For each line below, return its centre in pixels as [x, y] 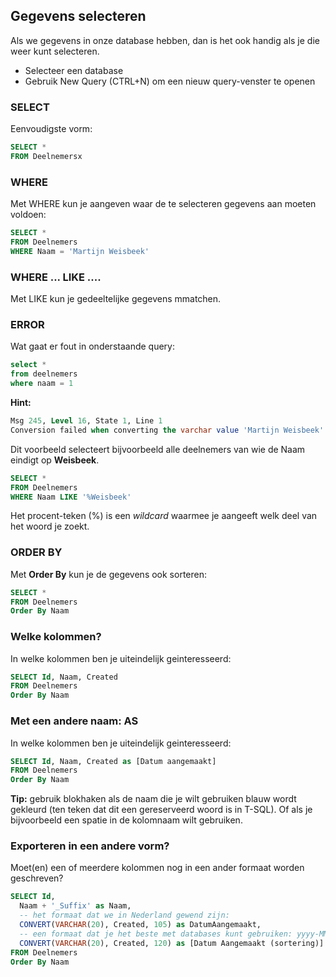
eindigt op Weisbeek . [55, 460]
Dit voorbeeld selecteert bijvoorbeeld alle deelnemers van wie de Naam [158, 449]
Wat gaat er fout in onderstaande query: [92, 346]
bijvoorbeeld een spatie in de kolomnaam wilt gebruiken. [126, 820]
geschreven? [37, 878]
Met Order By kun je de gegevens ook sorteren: [109, 574]
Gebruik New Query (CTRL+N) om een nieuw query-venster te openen [170, 81]
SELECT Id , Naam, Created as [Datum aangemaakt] [113, 761]
